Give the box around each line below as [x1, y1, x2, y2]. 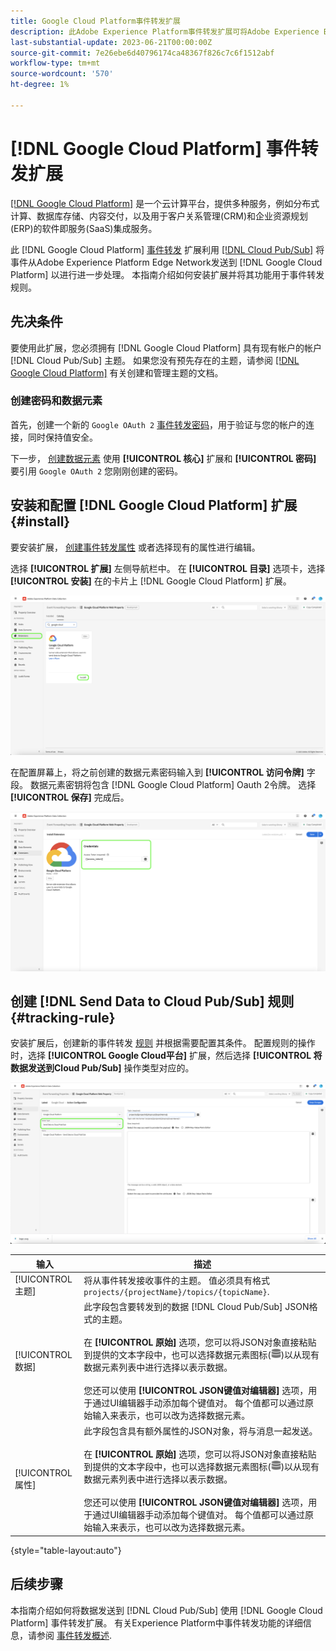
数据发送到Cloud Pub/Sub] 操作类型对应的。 [10, 1062, 195, 1074]
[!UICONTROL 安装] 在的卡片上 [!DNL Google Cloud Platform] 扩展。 [10, 575, 292, 587]
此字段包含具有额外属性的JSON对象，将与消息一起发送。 [83, 1425, 318, 1437]
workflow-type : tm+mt [10, 58, 101, 69]
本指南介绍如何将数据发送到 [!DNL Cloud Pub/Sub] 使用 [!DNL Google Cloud [10, 1604, 323, 1616]
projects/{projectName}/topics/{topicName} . [83, 1285, 270, 1297]
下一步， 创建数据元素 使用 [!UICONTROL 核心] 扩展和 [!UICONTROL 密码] [10, 452, 317, 464]
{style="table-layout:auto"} [10, 1544, 122, 1556]
